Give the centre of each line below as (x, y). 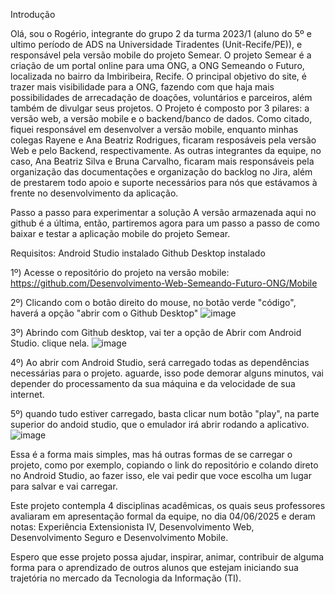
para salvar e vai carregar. (64, 486)
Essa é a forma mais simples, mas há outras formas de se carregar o (151, 454)
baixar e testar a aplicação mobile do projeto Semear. (120, 233)
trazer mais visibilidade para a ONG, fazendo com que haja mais (142, 87)
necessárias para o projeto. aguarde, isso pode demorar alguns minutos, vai (167, 373)
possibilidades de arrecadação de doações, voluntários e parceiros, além (161, 97)
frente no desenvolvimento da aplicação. (94, 193)
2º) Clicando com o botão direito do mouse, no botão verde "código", (153, 302)
